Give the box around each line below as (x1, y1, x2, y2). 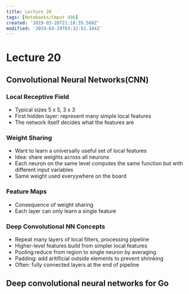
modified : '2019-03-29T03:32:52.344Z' (6, 25, 102, 32)
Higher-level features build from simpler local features (14, 242, 147, 249)
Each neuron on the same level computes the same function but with (14, 160, 183, 167)
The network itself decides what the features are (14, 119, 134, 126)
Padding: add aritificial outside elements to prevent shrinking (14, 255, 163, 262)
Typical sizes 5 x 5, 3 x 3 (14, 106, 75, 113)
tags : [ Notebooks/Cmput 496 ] (6, 14, 78, 20)
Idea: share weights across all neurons (14, 153, 109, 161)
